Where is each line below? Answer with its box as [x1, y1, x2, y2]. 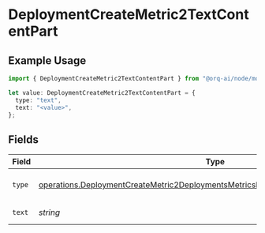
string [38, 207, 61, 218]
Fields [8, 133, 39, 146]
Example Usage [8, 54, 87, 67]
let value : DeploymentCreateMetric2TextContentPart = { [8, 88, 196, 96]
